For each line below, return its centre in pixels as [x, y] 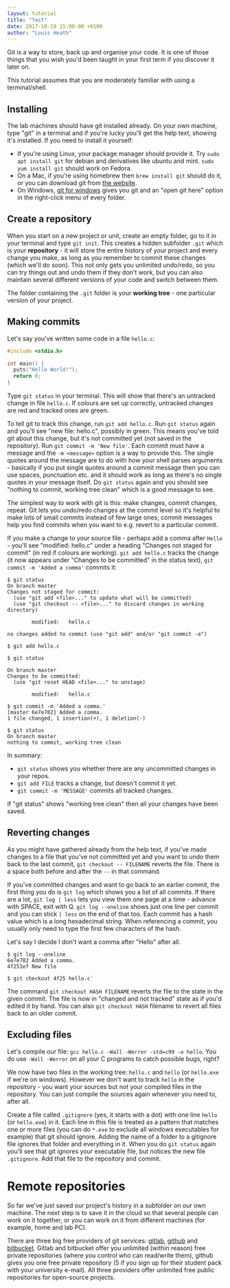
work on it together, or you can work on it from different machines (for [106, 1220]
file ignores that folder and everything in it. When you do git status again [112, 1144]
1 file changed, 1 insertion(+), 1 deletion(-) [77, 719]
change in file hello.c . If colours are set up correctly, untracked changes [110, 403]
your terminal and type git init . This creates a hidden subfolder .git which [115, 243]
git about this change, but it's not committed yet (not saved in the [100, 438]
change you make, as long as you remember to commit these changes [106, 257]
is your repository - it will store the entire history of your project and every [113, 250]
